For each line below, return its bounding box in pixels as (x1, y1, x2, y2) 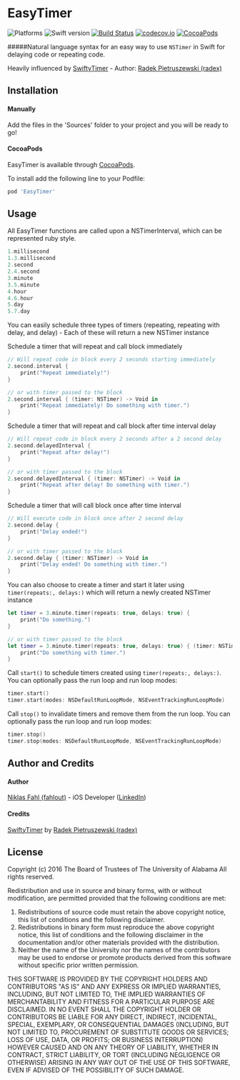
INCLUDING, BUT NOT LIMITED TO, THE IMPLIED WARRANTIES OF (7, 990, 206, 999)
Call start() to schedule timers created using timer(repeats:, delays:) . (7, 669, 221, 677)
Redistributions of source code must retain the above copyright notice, (17, 908, 226, 916)
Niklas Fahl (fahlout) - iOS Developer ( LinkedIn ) (7, 793, 146, 801)
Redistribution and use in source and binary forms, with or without (7, 886, 202, 895)
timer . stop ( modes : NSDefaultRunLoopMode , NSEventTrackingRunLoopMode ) (7, 737, 222, 744)
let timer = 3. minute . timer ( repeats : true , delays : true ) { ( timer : (7, 642, 216, 649)
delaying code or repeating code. (7, 50, 106, 59)
